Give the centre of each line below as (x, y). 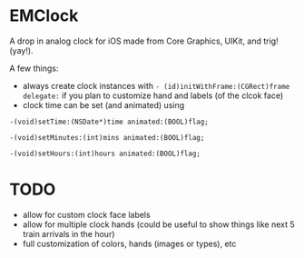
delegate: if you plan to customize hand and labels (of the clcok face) (153, 95)
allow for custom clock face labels (87, 214)
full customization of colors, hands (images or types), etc (129, 243)
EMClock (44, 16)
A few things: (34, 68)
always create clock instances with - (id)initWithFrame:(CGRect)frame (156, 85)
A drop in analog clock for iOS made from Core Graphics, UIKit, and (135, 41)
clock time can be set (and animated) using (103, 104)
